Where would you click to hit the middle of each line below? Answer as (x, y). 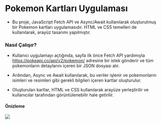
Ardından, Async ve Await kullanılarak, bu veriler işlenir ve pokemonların (84, 75)
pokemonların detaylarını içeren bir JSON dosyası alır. (66, 66)
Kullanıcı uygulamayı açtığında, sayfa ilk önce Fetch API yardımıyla (78, 55)
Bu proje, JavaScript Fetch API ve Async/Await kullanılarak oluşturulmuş (84, 22)
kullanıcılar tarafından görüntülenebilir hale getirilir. (63, 95)
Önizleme (15, 106)
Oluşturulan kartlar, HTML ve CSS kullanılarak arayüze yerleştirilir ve (80, 90)
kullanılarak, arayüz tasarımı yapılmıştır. (51, 32)
